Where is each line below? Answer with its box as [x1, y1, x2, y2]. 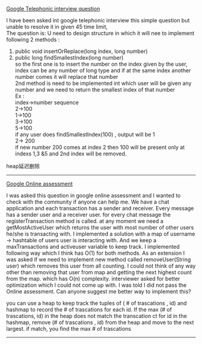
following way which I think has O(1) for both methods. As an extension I [6, 249, 185, 257]
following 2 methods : [6, 36, 60, 43]
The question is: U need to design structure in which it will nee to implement [6, 30, 194, 37]
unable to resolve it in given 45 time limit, [6, 23, 108, 30]
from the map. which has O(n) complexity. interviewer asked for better [6, 275, 180, 282]
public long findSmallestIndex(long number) [14, 54, 124, 61]
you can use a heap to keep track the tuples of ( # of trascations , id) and [6, 299, 188, 307]
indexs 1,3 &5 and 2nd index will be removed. [14, 150, 127, 157]
